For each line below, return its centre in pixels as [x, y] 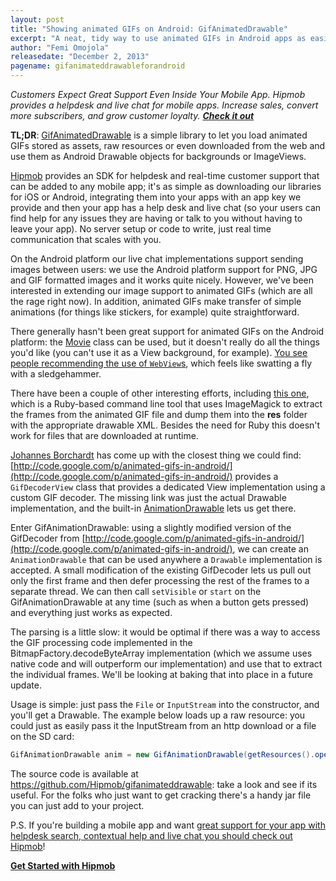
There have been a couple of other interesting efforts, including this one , [160, 393]
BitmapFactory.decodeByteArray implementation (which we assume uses [161, 653]
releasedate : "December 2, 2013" [80, 57]
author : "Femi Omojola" [60, 47]
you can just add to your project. [77, 805]
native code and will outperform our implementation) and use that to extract [166, 664]
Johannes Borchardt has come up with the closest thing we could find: [156, 455]
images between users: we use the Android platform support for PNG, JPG [164, 269]
